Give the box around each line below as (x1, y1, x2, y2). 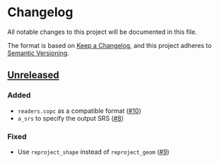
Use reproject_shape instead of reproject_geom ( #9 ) (17, 147, 170, 156)
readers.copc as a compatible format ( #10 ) (17, 107, 141, 115)
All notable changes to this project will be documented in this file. (7, 28, 198, 36)
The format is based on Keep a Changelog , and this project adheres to (7, 41, 212, 49)
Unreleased (7, 69, 60, 81)
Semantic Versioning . (7, 49, 69, 57)
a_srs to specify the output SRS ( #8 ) (17, 114, 124, 122)
